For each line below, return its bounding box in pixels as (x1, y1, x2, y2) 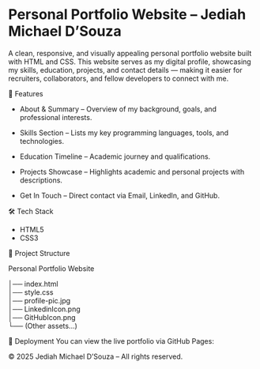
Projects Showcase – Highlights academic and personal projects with (19, 167, 245, 176)
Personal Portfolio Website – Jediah (8, 6, 247, 24)
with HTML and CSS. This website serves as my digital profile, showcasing (8, 57, 251, 66)
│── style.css (8, 287, 54, 297)
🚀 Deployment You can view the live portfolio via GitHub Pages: (8, 336, 215, 345)
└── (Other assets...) (8, 321, 77, 330)
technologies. (19, 136, 65, 145)
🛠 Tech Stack (8, 206, 54, 216)
